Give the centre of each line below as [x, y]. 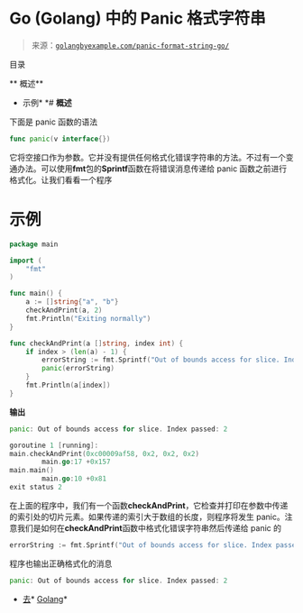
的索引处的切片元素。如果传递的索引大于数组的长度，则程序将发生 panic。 [147, 517]
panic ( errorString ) [78, 369]
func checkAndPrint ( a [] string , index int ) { [96, 343]
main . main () [32, 471]
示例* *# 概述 [47, 102]
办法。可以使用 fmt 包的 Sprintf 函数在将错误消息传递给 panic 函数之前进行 [152, 169]
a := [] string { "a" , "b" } [72, 302]
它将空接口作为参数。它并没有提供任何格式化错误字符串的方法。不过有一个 [147, 157]
